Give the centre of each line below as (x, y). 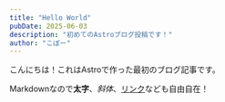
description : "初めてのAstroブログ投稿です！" (91, 34)
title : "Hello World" (51, 18)
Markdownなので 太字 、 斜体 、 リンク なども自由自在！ (109, 89)
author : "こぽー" (40, 43)
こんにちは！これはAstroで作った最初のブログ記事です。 (115, 70)
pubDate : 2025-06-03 (49, 26)
